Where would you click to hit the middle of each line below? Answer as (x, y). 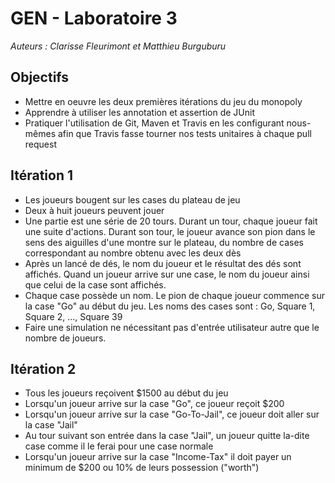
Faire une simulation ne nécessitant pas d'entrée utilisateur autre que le (172, 327)
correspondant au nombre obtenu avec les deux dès (133, 253)
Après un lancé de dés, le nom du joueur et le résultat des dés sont (163, 263)
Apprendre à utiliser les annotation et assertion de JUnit (140, 112)
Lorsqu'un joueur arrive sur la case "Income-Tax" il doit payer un (158, 457)
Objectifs (40, 77)
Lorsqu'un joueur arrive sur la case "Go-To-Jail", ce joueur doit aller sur (172, 414)
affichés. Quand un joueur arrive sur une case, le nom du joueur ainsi (167, 274)
